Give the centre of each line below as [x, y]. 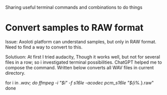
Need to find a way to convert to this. [44, 47]
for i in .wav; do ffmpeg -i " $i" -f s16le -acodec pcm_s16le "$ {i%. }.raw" [80, 82]
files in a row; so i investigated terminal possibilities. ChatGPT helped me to [84, 62]
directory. [15, 73]
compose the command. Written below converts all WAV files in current [80, 67]
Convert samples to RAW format [74, 28]
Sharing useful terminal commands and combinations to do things [74, 7]
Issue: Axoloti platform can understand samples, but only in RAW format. [81, 41]
